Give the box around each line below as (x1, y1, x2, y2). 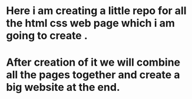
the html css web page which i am (6, 16, 175, 30)
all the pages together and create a (6, 69, 180, 81)
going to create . (6, 29, 88, 42)
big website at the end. (6, 81, 121, 94)
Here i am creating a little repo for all (6, 4, 187, 18)
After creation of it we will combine (6, 56, 181, 69)
